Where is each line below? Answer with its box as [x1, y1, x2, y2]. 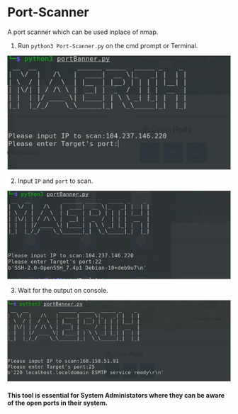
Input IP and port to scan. [17, 177, 93, 185]
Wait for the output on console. [17, 286, 108, 294]
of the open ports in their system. [7, 398, 108, 407]
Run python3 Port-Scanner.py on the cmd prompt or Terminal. [17, 41, 198, 50]
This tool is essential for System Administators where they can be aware [7, 391, 225, 399]
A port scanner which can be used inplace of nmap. [7, 28, 159, 36]
